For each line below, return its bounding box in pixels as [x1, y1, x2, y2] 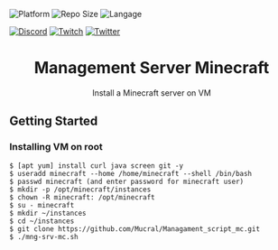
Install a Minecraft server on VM [91, 87, 212, 98]
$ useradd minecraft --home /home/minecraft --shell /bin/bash [9, 169, 253, 178]
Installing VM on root [9, 141, 103, 153]
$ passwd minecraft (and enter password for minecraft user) [9, 177, 245, 186]
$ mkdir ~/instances [9, 208, 88, 218]
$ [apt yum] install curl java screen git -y [9, 161, 183, 171]
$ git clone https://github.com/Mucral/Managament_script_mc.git [9, 224, 260, 234]
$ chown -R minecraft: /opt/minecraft [9, 192, 155, 202]
